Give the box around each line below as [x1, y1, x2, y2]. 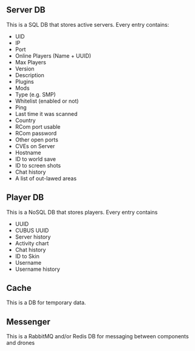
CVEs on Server [15, 142, 55, 149]
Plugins [15, 78, 35, 85]
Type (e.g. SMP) [15, 90, 56, 98]
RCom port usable [15, 123, 61, 130]
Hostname [15, 149, 41, 156]
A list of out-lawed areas [15, 174, 77, 182]
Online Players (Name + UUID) [15, 52, 92, 60]
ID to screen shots [15, 162, 61, 169]
